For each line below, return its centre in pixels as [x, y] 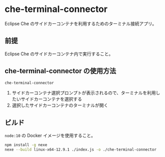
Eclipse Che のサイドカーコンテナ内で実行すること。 [59, 54]
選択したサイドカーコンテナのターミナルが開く [60, 105]
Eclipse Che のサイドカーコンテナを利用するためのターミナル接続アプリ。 [81, 23]
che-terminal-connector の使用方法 [61, 71]
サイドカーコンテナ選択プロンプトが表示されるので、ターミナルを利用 [84, 93]
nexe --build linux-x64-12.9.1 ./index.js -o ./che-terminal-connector [81, 150]
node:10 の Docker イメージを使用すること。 [50, 136]
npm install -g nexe [26, 145]
